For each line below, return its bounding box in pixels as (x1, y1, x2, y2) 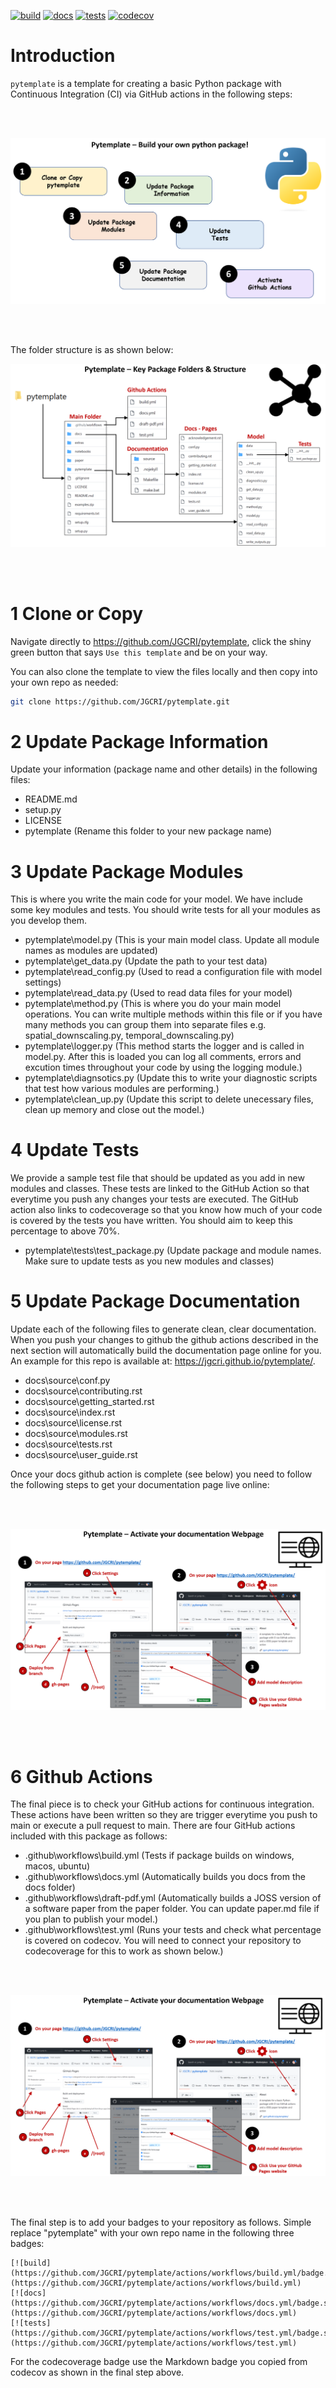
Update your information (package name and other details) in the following (10, 763, 318, 775)
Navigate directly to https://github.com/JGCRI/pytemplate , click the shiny (10, 635, 312, 647)
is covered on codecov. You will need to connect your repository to (24, 1935, 302, 1947)
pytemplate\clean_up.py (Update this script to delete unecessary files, (24, 1093, 314, 1105)
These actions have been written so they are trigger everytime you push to (10, 1809, 318, 1821)
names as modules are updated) (24, 945, 158, 957)
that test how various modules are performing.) (24, 1083, 220, 1095)
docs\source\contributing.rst (24, 1385, 143, 1397)
